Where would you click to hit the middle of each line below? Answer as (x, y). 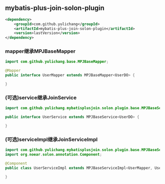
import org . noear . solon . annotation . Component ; (54, 154)
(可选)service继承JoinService (41, 97)
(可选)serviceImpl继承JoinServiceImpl (51, 139)
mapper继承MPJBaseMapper (41, 51)
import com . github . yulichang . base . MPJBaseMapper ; (57, 62)
